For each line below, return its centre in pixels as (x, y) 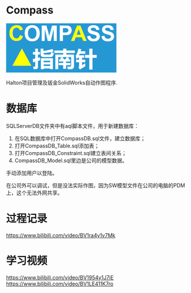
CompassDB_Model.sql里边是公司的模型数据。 (71, 160)
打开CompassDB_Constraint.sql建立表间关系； (71, 153)
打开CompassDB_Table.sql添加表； (57, 146)
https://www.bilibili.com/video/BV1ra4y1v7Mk (61, 235)
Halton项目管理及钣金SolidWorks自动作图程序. (62, 82)
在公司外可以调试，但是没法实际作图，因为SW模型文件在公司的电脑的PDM (96, 185)
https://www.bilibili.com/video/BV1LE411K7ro (60, 284)
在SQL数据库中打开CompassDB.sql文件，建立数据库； (80, 138)
